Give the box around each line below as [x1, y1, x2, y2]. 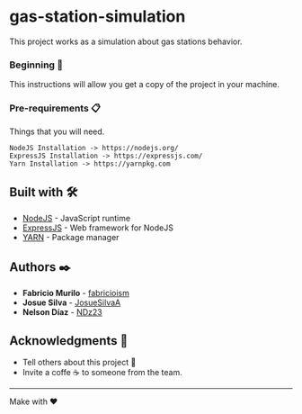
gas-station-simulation [9, 6, 186, 27]
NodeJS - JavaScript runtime [22, 213, 131, 224]
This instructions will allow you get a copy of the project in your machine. [9, 79, 280, 90]
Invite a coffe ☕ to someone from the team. [22, 366, 182, 377]
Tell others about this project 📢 [22, 356, 137, 367]
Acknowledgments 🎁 [9, 333, 129, 348]
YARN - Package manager [22, 232, 120, 243]
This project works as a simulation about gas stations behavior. [9, 36, 243, 47]
